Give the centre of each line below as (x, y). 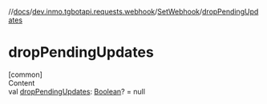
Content (22, 82)
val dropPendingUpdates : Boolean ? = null (77, 91)
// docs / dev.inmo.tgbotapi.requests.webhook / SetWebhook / (105, 12)
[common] (25, 74)
